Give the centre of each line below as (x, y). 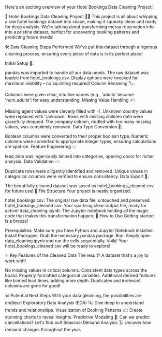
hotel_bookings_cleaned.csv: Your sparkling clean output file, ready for (76, 205)
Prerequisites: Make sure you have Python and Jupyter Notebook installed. (80, 230)
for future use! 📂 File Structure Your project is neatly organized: (68, 191)
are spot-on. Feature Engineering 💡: (41, 146)
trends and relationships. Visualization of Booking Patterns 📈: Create (74, 310)
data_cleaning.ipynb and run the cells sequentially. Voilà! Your (66, 241)
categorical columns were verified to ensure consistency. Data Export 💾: (77, 176)
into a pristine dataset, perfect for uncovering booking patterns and (72, 32)
